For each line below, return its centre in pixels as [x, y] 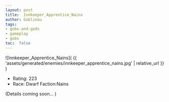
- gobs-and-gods [22, 29]
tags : [11, 24]
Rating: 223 [25, 78]
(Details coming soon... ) [31, 94]
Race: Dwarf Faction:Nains [40, 84]
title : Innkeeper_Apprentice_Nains [44, 15]
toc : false [18, 43]
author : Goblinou [24, 19]
